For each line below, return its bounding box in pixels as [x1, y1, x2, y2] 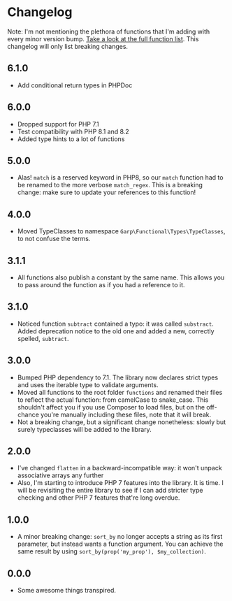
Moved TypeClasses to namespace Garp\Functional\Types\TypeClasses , [17, 227, 226, 236]
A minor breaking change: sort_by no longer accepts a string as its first [17, 533, 223, 541]
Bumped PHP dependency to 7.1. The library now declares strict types [17, 373, 219, 382]
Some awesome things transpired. [17, 586, 117, 595]
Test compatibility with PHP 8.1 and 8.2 [17, 127, 129, 136]
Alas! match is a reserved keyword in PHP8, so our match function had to [17, 173, 224, 182]
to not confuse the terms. [17, 235, 91, 243]
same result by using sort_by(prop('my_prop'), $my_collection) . [17, 547, 206, 556]
